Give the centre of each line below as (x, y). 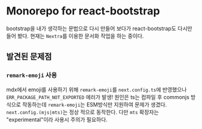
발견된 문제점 (29, 57)
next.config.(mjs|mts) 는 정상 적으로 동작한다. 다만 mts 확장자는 (83, 112)
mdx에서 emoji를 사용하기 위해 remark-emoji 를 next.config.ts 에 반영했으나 (96, 89)
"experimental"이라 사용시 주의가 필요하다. (57, 119)
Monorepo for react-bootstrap (83, 11)
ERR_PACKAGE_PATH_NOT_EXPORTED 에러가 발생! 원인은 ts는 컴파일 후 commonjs (98, 97)
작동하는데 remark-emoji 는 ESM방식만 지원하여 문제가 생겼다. (94, 104)
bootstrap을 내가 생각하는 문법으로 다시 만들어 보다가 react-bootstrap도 (91, 28)
